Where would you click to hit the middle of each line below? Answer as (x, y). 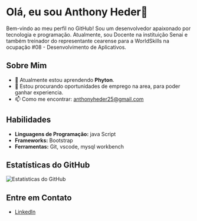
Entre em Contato (39, 198)
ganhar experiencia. (39, 92)
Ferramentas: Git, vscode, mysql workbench (69, 146)
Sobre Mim (27, 66)
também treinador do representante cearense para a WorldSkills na (88, 41)
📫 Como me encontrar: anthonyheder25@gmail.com (79, 99)
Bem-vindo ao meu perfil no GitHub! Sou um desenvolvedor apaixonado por (98, 28)
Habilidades (29, 120)
